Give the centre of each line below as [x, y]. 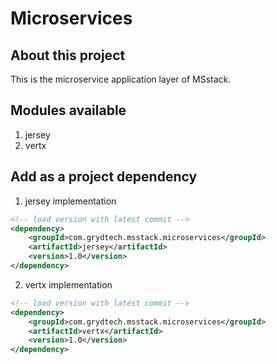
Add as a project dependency [104, 177]
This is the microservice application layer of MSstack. [121, 79]
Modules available [68, 110]
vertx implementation [68, 284]
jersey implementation [70, 201]
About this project [68, 55]
